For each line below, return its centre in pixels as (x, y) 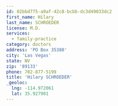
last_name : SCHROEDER (33, 22)
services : (18, 34)
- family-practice (34, 39)
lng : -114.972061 (33, 88)
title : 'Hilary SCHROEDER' (39, 77)
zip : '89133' (22, 66)
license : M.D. (24, 28)
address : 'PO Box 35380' (37, 50)
